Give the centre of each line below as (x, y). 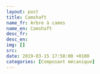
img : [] (16, 45)
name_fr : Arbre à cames (36, 23)
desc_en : (17, 39)
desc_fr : (17, 34)
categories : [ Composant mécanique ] (51, 61)
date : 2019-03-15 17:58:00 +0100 (48, 56)
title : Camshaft (26, 17)
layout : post (22, 12)
